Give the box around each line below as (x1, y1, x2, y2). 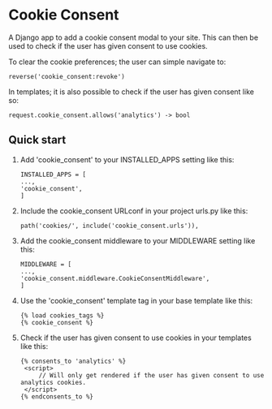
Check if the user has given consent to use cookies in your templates (19, 333, 252, 342)
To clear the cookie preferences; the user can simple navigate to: (8, 57, 227, 67)
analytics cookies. (19, 378, 87, 386)
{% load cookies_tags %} (19, 311, 105, 320)
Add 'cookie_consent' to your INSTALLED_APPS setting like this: (19, 154, 235, 164)
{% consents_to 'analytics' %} (19, 357, 127, 365)
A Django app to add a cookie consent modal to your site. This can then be (8, 32, 258, 42)
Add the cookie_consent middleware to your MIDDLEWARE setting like (19, 235, 256, 245)
